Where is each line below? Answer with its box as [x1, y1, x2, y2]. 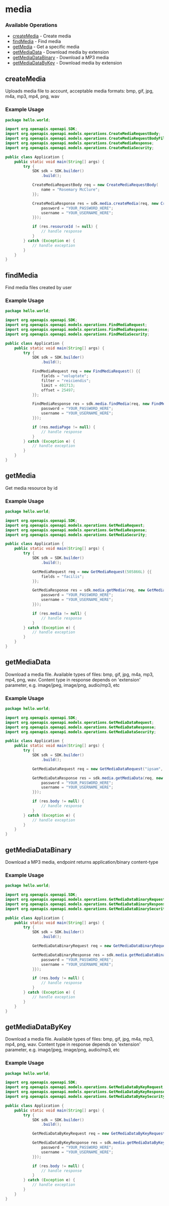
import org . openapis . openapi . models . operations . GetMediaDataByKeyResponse [5, 1089, 165, 1095]
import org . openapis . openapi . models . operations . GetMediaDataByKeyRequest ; [5, 1085, 165, 1090]
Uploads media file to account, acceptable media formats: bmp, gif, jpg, [5, 88, 154, 94]
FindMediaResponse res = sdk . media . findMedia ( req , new [32, 401, 150, 406]
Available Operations [5, 22, 58, 29]
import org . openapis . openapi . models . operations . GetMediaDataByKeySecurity [5, 1094, 165, 1099]
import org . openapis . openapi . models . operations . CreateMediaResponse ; [5, 141, 154, 146]
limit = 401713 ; [41, 383, 75, 388]
